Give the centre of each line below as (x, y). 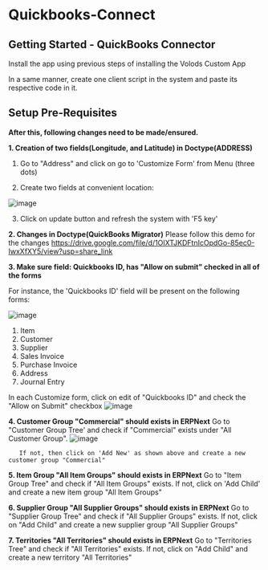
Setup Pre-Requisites (63, 113)
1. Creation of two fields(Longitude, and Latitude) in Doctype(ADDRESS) (130, 148)
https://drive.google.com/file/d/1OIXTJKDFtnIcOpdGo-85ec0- (153, 242)
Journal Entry (43, 381)
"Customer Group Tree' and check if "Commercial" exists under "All (120, 430)
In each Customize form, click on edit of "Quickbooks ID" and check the (127, 397)
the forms (25, 275)
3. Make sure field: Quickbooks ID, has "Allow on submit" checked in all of (134, 267)
